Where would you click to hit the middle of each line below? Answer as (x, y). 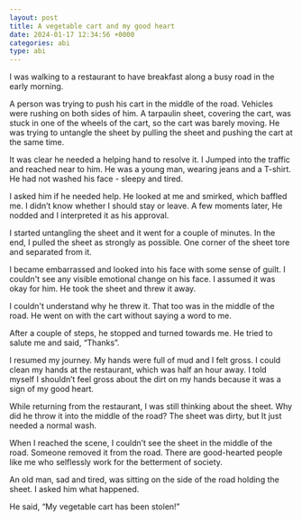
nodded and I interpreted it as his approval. (89, 215)
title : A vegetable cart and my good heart (92, 26)
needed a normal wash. (53, 425)
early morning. (37, 87)
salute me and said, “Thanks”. (64, 343)
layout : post (34, 18)
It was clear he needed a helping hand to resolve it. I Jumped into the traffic (150, 160)
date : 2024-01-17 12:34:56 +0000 (72, 34)
